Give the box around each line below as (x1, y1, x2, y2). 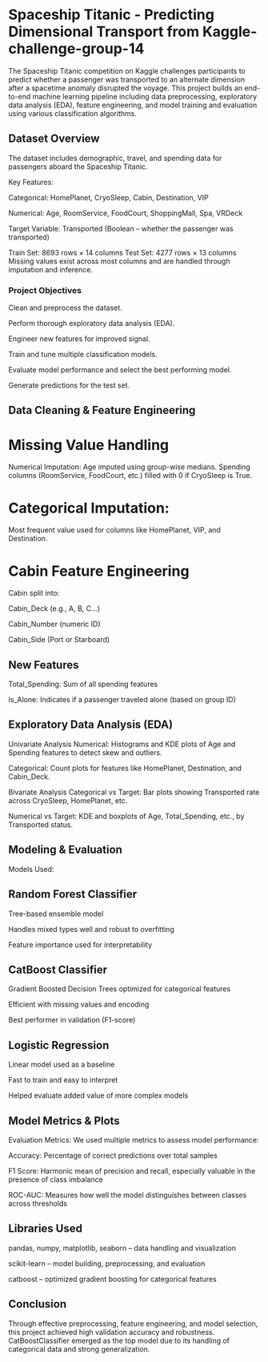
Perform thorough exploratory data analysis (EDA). (8, 319, 175, 328)
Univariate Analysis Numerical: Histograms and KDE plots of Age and (8, 739, 236, 749)
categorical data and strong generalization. (8, 1344, 150, 1354)
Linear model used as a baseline (8, 1059, 115, 1070)
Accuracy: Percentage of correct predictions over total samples (8, 1151, 218, 1160)
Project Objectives (8, 284, 82, 295)
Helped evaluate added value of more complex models (8, 1091, 189, 1100)
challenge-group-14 (8, 40, 145, 58)
